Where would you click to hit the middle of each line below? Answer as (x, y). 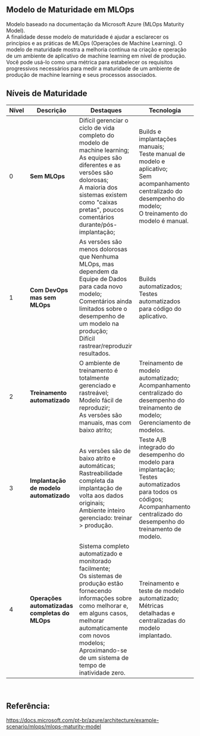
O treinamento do (163, 213)
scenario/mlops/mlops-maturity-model (54, 726)
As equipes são (101, 157)
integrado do (157, 447)
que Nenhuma (99, 257)
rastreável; (94, 392)
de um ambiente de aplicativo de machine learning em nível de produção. (96, 55)
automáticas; (97, 466)
